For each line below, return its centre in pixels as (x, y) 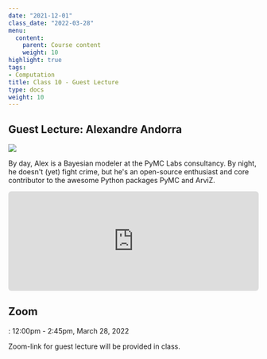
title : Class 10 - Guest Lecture (64, 82)
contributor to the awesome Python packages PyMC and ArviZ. (112, 181)
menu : (17, 30)
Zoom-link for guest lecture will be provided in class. (94, 346)
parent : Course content (62, 45)
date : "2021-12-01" (41, 16)
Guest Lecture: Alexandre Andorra (95, 129)
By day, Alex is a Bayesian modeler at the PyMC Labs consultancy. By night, (132, 163)
